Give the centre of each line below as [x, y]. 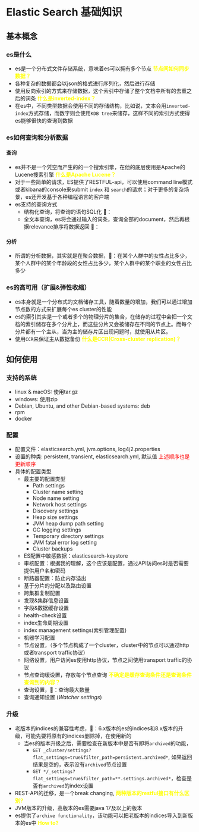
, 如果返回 [180, 757]
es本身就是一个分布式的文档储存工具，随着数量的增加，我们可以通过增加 [104, 302]
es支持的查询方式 [36, 204]
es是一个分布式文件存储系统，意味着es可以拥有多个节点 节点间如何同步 [102, 68]
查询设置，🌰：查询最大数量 [57, 690]
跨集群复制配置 [42, 593]
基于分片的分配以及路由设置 [58, 586]
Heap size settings [55, 517]
